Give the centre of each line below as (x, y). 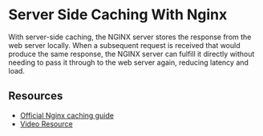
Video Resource (47, 124)
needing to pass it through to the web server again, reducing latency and (128, 62)
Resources (36, 96)
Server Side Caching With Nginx (118, 15)
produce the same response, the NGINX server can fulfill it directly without (131, 54)
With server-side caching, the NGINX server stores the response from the (130, 37)
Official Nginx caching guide (67, 115)
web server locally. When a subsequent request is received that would (124, 45)
